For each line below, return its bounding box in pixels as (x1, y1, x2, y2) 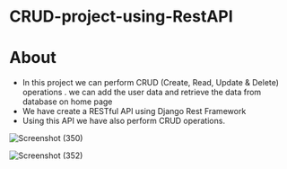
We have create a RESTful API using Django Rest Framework (22, 106, 247, 117)
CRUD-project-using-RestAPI (9, 6, 233, 27)
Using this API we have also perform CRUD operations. (22, 115, 226, 127)
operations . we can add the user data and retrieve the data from (22, 87, 262, 98)
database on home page (22, 96, 113, 107)
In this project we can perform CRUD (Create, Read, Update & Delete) (22, 77, 280, 88)
